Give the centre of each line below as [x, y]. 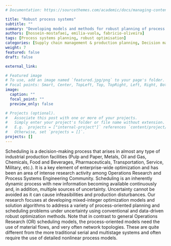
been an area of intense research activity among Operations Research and [83, 173]
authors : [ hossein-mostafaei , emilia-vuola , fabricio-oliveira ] [75, 34]
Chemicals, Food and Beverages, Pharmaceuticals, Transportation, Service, [84, 162]
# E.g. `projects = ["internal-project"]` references [66, 127]
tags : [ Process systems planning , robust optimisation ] [66, 38]
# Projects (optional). [31, 113]
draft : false [19, 57]
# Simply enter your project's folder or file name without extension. [85, 123]
